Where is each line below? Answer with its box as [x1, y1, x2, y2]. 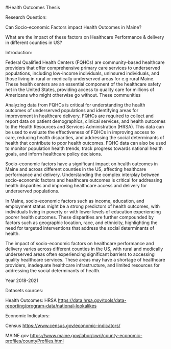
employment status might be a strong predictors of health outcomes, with [5, 203, 160, 209]
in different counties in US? [5, 39, 62, 46]
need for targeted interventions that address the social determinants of [5, 225, 155, 231]
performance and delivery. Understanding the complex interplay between [5, 171, 160, 178]
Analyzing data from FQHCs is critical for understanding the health [5, 102, 145, 108]
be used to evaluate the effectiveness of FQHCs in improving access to [5, 129, 155, 135]
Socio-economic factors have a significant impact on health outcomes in [5, 161, 158, 167]
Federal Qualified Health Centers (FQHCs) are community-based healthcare [5, 59, 165, 66]
